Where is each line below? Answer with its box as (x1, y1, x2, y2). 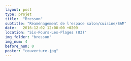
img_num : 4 (5, 39, 28, 44)
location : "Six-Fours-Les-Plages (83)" (5, 30, 87, 35)
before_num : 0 (5, 44, 34, 49)
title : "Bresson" (5, 16, 43, 21)
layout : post (5, 7, 32, 12)
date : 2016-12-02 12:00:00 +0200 (5, 26, 78, 30)
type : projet (5, 12, 32, 17)
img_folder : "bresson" (5, 35, 52, 40)
